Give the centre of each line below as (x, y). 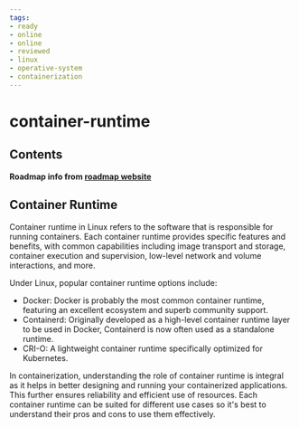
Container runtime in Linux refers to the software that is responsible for (141, 226)
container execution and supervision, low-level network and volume (135, 255)
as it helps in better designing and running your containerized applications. (149, 385)
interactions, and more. (52, 265)
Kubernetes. (45, 357)
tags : (19, 18)
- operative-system (46, 69)
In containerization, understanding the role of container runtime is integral (147, 376)
